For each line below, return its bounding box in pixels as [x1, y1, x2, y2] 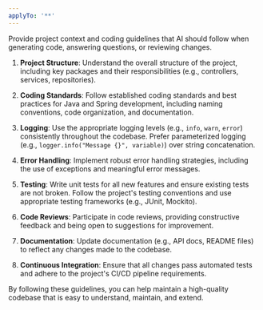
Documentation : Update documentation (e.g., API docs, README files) [19, 236, 254, 245]
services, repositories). [19, 74, 96, 84]
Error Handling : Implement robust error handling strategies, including [19, 155, 249, 165]
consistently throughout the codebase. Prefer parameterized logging [19, 131, 246, 141]
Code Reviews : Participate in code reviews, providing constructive [19, 211, 240, 221]
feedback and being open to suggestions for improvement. [19, 220, 214, 230]
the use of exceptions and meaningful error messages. [19, 163, 201, 173]
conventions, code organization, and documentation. [19, 107, 194, 117]
